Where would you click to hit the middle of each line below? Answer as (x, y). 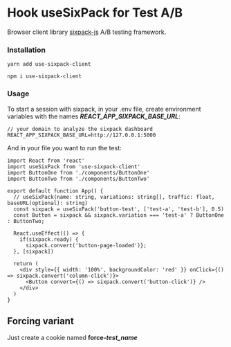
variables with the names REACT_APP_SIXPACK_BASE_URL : (94, 116)
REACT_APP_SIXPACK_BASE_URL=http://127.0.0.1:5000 (82, 135)
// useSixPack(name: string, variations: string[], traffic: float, (114, 197)
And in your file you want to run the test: (64, 148)
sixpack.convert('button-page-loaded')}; (86, 245)
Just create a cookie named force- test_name (73, 338)
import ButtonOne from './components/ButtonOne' (78, 172)
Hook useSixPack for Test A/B (95, 13)
